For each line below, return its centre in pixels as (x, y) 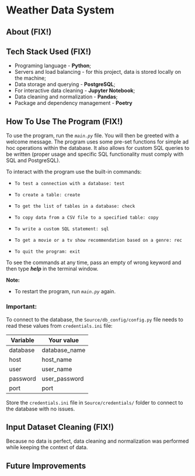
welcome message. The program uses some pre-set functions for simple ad (97, 142)
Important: (22, 307)
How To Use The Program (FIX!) (65, 121)
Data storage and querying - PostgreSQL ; (65, 84)
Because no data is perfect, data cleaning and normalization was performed (97, 441)
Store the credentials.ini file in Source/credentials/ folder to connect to (95, 402)
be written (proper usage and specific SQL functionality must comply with (95, 154)
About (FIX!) (29, 32)
